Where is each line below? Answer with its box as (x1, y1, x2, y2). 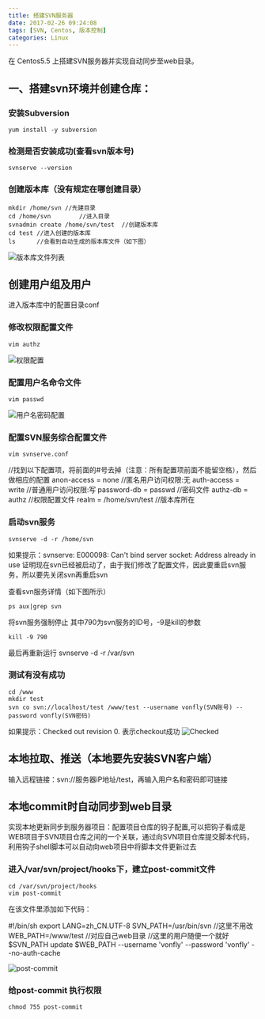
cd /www (8, 688, 34, 696)
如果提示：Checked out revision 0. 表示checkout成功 (8, 726, 180, 736)
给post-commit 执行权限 (8, 984, 102, 995)
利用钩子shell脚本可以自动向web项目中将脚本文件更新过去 (8, 842, 197, 851)
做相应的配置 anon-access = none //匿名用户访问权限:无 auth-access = (8, 475, 240, 485)
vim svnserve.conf (8, 450, 69, 459)
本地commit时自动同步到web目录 (8, 800, 172, 813)
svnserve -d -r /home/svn (8, 535, 93, 543)
